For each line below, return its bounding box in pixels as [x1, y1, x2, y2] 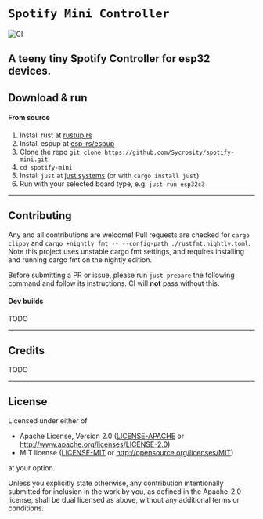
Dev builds [8, 297, 44, 306]
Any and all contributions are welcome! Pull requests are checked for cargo [8, 230, 250, 239]
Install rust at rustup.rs [19, 130, 92, 140]
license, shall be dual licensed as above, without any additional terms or [8, 495, 240, 504]
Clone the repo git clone [19, 147, 102, 156]
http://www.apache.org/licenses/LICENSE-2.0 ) [19, 439, 171, 449]
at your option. [8, 462, 56, 473]
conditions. [8, 503, 45, 513]
